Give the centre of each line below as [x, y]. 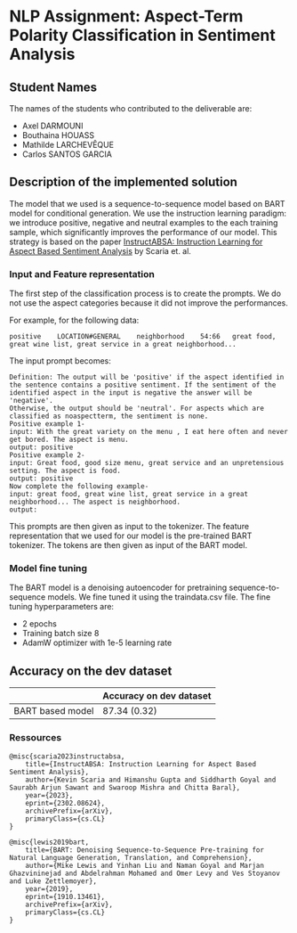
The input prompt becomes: [60, 361]
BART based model [54, 711]
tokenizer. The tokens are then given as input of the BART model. [128, 545]
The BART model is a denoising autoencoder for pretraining [118, 588]
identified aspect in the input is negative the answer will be [131, 393]
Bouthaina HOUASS [58, 135]
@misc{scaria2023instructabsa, [67, 756]
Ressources [36, 738]
